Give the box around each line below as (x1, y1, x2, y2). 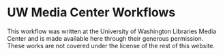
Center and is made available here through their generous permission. (7, 34, 204, 42)
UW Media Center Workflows (7, 5, 176, 20)
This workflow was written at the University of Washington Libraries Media (7, 27, 217, 35)
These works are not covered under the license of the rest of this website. (7, 41, 215, 50)
